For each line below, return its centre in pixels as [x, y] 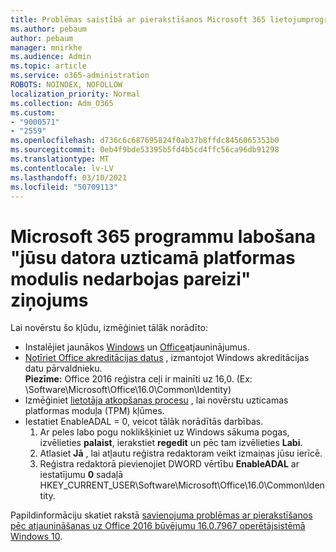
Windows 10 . [36, 537]
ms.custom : [33, 112]
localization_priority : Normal [75, 94]
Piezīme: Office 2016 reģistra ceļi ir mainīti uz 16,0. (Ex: [138, 379]
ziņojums [49, 300]
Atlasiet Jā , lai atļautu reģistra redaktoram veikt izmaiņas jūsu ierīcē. [181, 453]
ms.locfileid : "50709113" [64, 187]
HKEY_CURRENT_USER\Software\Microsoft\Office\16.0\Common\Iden [182, 485]
